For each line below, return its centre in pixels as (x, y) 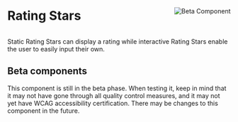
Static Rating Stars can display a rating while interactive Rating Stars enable (118, 41)
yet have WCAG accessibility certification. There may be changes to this (113, 103)
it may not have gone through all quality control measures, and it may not (114, 95)
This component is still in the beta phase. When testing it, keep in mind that (117, 88)
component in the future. (44, 111)
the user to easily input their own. (56, 49)
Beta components (47, 71)
